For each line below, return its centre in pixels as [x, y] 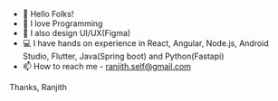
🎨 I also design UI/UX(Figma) [77, 33]
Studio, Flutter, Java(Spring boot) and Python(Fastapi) [123, 56]
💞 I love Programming [62, 23]
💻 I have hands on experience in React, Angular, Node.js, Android [145, 43]
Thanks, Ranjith [38, 87]
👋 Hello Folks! [48, 14]
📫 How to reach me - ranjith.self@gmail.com [107, 66]
